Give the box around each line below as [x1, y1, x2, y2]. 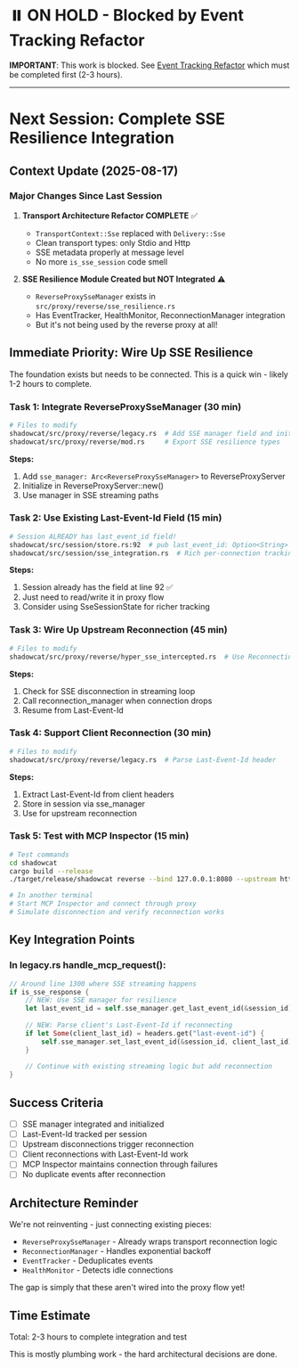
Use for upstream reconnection [21, 807, 138, 818]
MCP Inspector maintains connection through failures [21, 1159, 218, 1170]
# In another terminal [9, 891, 93, 900]
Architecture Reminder [9, 1195, 139, 1210]
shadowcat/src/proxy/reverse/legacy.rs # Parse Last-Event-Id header [9, 755, 277, 765]
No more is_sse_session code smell [35, 256, 168, 266]
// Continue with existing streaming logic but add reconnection [25, 1062, 273, 1071]
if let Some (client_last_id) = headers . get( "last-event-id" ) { [25, 1028, 265, 1037]
